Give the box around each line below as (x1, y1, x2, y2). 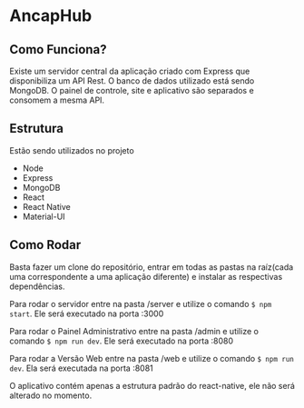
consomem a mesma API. (9, 95, 105, 105)
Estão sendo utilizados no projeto (9, 144, 134, 155)
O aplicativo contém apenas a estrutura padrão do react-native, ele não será (9, 380, 295, 391)
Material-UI (22, 211, 65, 222)
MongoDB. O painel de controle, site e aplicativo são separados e (9, 85, 254, 95)
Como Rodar (9, 237, 82, 253)
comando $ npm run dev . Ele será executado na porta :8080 (9, 335, 234, 346)
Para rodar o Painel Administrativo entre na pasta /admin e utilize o (9, 325, 259, 336)
